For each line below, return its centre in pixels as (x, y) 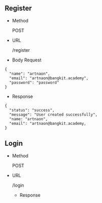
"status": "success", (32, 110)
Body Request (27, 60)
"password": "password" (34, 82)
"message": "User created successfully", (54, 114)
